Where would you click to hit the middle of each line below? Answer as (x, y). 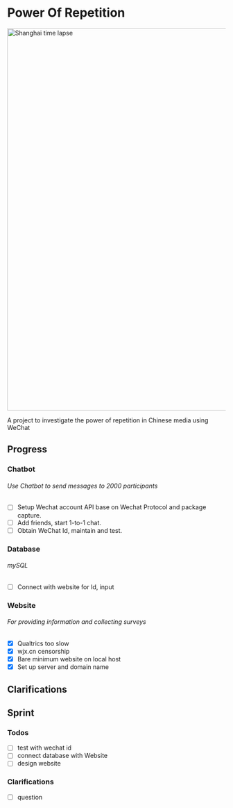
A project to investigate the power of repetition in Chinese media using (108, 420)
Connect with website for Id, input (66, 587)
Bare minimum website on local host (69, 659)
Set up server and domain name (63, 667)
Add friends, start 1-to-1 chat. (59, 522)
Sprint (21, 712)
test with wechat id (44, 748)
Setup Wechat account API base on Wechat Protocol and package (112, 507)
